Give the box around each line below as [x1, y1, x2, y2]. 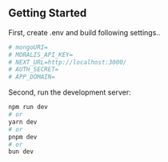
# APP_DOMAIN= [8, 73, 56, 81]
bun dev [8, 148, 34, 156]
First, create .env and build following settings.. [8, 27, 161, 37]
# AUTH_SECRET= [8, 66, 59, 74]
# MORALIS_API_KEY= [8, 51, 74, 59]
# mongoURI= [8, 43, 48, 51]
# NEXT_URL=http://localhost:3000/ [8, 58, 127, 67]
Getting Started [8, 6, 87, 20]
